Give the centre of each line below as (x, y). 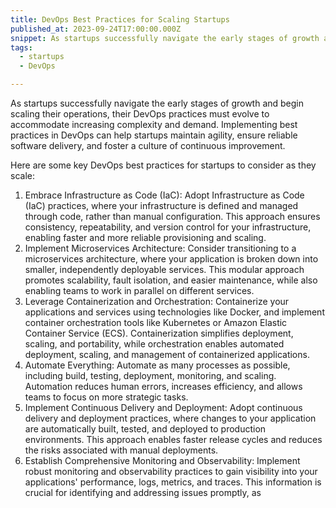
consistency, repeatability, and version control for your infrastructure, (168, 227)
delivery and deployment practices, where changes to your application (170, 418)
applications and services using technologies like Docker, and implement (174, 312)
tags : (21, 47)
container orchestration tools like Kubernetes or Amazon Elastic (156, 322)
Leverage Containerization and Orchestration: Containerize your (157, 301)
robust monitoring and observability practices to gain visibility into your (171, 471)
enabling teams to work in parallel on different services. (139, 290)
